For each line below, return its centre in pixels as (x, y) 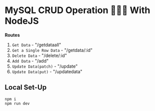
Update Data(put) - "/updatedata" (47, 71)
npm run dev (17, 103)
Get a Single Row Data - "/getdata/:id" (52, 50)
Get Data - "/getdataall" (37, 44)
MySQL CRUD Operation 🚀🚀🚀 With (77, 10)
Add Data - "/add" (30, 61)
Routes (12, 35)
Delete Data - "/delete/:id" (39, 55)
